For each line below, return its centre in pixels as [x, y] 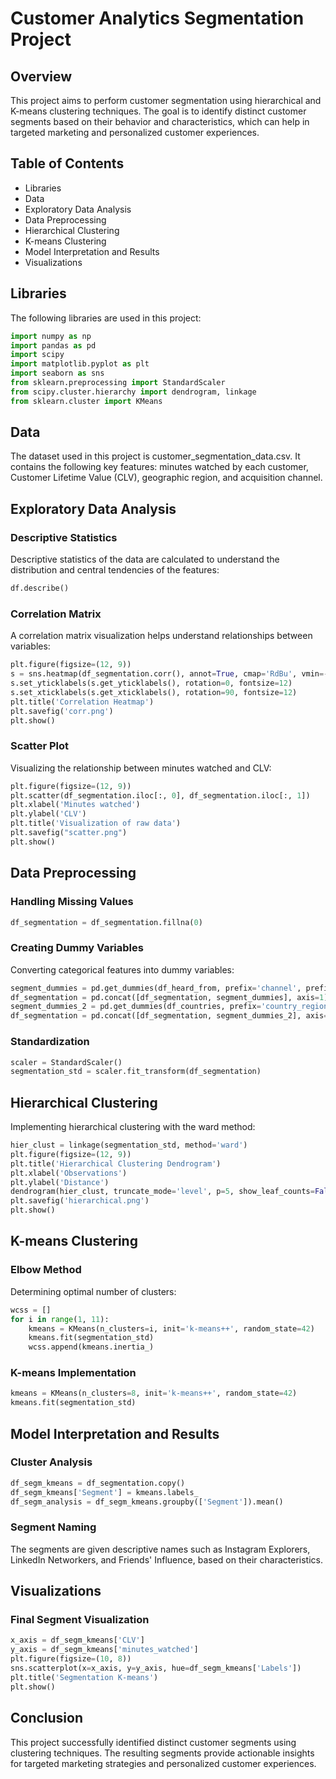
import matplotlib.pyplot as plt [80, 364]
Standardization [50, 1042]
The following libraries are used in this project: [106, 318]
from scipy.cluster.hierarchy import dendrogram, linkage [133, 392]
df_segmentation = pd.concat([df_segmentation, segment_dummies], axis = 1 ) [169, 997]
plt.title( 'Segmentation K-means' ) [84, 1677]
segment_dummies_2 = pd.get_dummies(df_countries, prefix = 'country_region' [171, 1007]
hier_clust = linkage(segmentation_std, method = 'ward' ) [129, 1145]
